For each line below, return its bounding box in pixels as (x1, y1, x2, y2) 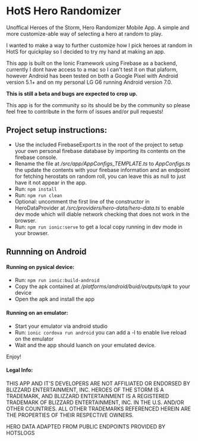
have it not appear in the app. (14, 179, 87, 186)
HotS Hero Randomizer (6, 4, 121, 18)
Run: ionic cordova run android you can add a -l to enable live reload (14, 329, 187, 336)
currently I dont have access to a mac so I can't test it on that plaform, (6, 65, 178, 73)
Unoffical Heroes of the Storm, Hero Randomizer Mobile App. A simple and (6, 24, 190, 31)
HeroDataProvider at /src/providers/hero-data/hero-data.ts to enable (14, 204, 184, 211)
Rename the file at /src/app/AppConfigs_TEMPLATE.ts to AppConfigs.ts (14, 159, 191, 167)
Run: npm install (14, 185, 58, 192)
